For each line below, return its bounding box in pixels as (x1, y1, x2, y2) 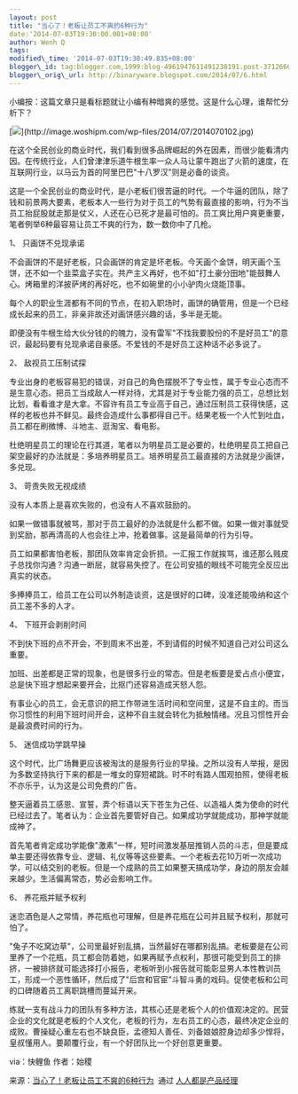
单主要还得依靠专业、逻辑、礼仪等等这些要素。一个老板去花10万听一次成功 (9, 851, 282, 862)
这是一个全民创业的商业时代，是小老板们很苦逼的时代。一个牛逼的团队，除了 (9, 185, 289, 196)
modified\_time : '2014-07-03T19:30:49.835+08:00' (9, 54, 197, 63)
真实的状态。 (9, 570, 56, 581)
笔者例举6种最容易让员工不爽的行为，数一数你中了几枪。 (9, 218, 216, 229)
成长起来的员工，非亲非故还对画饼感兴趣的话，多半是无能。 (9, 308, 227, 319)
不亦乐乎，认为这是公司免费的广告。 (9, 780, 142, 791)
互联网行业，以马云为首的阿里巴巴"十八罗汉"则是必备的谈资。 (9, 166, 235, 177)
